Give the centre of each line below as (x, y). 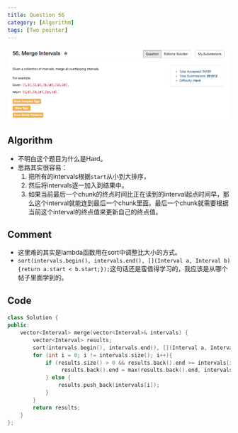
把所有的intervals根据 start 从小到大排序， (89, 176)
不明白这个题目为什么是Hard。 (62, 158)
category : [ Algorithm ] (41, 22)
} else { (58, 378)
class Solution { (33, 318)
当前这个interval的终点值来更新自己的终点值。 (95, 212)
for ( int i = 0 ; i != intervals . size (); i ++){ (103, 355)
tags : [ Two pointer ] (38, 30)
